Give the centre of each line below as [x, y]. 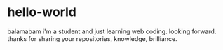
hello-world [42, 12]
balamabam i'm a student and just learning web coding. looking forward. [112, 31]
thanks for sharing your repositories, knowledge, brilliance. [92, 38]
